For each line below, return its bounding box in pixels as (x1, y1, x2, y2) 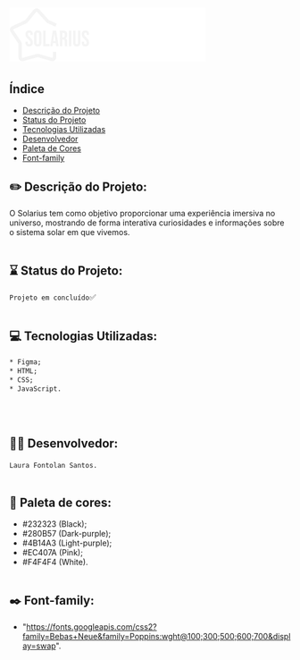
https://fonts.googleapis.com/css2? (26, 621, 158, 632)
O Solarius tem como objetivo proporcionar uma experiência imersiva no (9, 207, 276, 218)
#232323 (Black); (21, 519, 87, 529)
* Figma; (9, 358, 42, 367)
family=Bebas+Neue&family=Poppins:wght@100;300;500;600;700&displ (21, 630, 291, 641)
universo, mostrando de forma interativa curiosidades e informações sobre (9, 217, 285, 228)
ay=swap (21, 640, 56, 651)
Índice (9, 81, 45, 97)
